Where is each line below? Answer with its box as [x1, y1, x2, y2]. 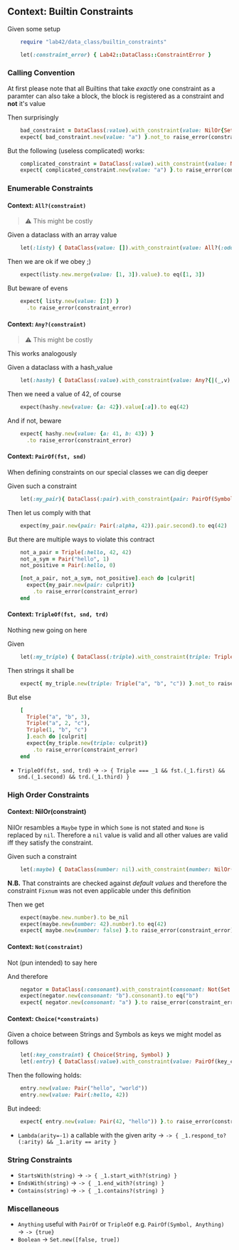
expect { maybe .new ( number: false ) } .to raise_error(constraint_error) [20, 927, 234, 934]
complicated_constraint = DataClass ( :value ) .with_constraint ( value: [20, 160, 228, 167]
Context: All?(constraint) [7, 201, 87, 209]
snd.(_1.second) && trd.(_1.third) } [17, 773, 130, 780]
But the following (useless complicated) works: [7, 146, 145, 155]
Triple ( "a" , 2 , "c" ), [26, 720, 91, 727]
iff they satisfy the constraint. [7, 838, 94, 847]
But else [7, 693, 32, 701]
